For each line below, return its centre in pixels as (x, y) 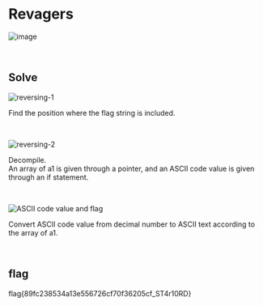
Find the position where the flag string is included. (92, 113)
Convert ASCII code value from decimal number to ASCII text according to (132, 224)
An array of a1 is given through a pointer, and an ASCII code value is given (131, 168)
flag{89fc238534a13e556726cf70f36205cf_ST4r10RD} (100, 293)
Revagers (41, 14)
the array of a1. (33, 232)
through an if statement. (49, 177)
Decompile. (28, 159)
